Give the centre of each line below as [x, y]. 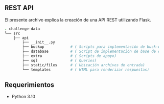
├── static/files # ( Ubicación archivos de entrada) [84, 65]
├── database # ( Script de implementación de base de [89, 52]
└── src [12, 33]
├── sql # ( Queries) [59, 61]
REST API [19, 8]
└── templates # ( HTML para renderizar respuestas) [86, 70]
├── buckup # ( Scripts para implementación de [84, 47]
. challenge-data [22, 29]
